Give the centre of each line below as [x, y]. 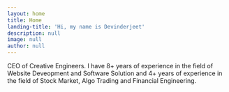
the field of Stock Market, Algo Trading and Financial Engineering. [102, 80]
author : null [26, 46]
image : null [24, 40]
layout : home [26, 14]
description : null [34, 33]
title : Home [24, 20]
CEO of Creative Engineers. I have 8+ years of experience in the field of [110, 66]
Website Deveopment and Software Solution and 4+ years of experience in [115, 73]
